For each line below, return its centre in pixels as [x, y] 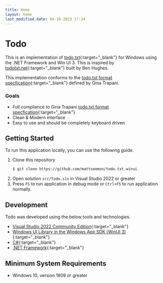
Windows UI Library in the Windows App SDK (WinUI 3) [69, 232]
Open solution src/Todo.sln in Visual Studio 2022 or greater [74, 179]
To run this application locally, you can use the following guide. [70, 150]
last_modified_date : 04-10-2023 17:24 [45, 19]
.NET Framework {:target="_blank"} [48, 248]
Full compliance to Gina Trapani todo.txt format [61, 107]
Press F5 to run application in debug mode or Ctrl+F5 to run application [85, 184]
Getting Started [30, 138]
